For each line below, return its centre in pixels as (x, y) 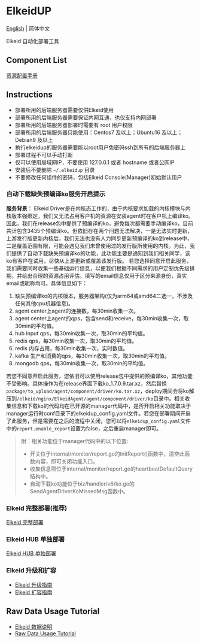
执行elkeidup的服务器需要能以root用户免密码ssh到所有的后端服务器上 (100, 147)
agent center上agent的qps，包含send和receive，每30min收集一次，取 (102, 318)
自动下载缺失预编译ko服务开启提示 (56, 194)
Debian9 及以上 (34, 139)
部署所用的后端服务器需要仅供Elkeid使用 (64, 110)
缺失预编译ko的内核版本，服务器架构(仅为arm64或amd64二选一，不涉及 (104, 296)
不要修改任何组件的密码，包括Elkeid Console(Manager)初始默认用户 (98, 177)
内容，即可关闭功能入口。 (67, 461)
